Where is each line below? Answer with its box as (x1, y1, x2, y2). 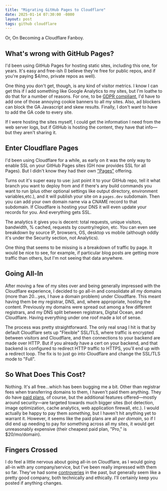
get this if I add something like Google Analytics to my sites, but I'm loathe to (5, 88, 163, 94)
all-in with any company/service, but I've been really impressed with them (5, 464, 157, 470)
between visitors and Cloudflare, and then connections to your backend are (5, 334, 161, 340)
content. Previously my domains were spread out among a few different (5, 304, 152, 310)
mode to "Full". (5, 356, 36, 362)
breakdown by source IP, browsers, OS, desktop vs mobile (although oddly (5, 229, 159, 235)
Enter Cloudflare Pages (5, 144, 79, 153)
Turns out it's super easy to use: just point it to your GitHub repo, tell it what (5, 177, 161, 183)
